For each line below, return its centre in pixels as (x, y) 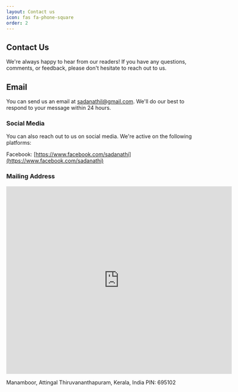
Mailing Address (31, 176)
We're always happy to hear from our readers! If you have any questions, (96, 62)
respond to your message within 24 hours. (59, 108)
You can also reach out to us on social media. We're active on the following (99, 136)
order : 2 (17, 23)
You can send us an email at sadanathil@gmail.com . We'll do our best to (96, 101)
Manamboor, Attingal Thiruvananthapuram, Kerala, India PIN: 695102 (91, 382)
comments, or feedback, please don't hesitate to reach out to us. (87, 68)
